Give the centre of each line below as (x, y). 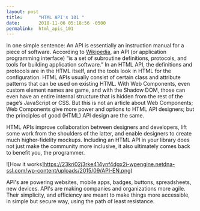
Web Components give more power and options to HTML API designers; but (100, 109)
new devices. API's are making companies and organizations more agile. (96, 189)
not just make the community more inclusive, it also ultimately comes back (98, 146)
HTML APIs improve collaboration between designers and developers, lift (97, 127)
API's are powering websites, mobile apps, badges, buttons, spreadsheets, (99, 182)
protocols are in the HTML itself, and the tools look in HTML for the (89, 71)
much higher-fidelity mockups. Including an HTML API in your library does (98, 140)
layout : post (23, 12)
